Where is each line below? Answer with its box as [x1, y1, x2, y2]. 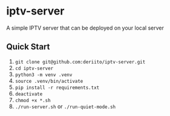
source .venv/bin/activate [15, 78, 83, 84]
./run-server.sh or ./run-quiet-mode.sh [15, 103, 116, 110]
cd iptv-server [15, 65, 54, 71]
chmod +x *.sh [15, 97, 51, 103]
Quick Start [6, 42, 50, 52]
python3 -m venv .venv [15, 71, 73, 78]
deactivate [15, 91, 43, 97]
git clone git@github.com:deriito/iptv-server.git [15, 59, 146, 65]
